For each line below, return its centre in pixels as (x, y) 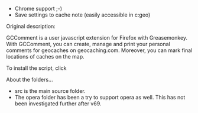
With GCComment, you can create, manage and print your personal (88, 44)
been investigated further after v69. (58, 104)
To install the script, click (36, 68)
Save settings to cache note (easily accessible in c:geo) (82, 15)
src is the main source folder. (50, 91)
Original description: (31, 26)
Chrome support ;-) (38, 9)
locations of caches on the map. (45, 56)
